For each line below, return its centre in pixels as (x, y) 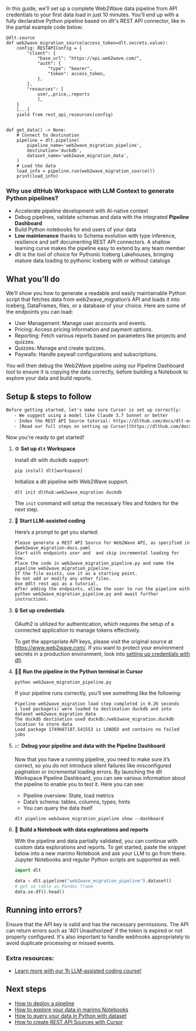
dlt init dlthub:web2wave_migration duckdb (68, 492)
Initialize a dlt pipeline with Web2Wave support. (71, 482)
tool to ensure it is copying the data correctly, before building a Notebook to (97, 372)
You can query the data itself (58, 808)
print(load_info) (38, 176)
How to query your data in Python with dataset (70, 1016)
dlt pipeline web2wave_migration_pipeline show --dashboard (89, 819)
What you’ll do (33, 279)
